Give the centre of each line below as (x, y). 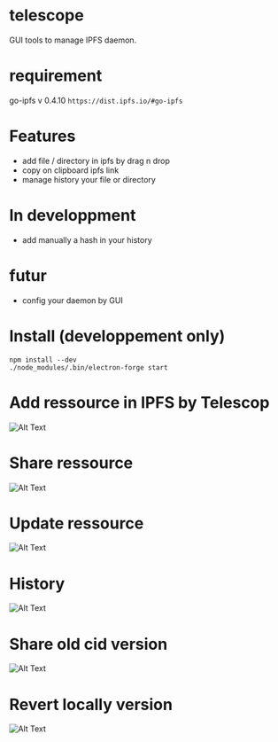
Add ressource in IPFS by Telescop (139, 402)
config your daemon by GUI (73, 300)
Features (42, 136)
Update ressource (77, 523)
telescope (46, 16)
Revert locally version (91, 704)
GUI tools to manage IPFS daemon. (73, 40)
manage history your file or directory (89, 179)
